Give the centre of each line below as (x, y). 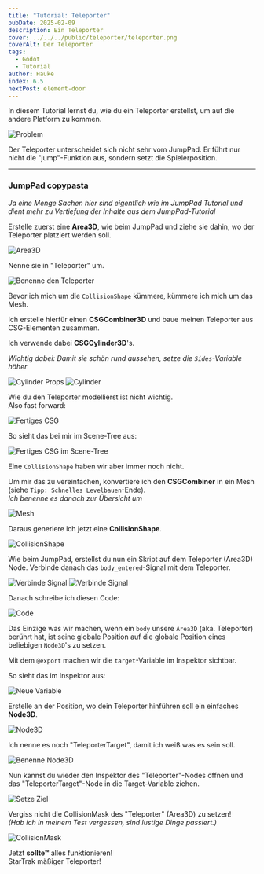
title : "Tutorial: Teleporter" (59, 15)
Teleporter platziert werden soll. (60, 235)
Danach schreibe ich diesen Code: (64, 597)
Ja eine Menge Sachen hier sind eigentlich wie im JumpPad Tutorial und (126, 203)
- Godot (28, 60)
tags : (17, 52)
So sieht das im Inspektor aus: (57, 675)
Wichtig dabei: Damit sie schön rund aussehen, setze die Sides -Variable (125, 358)
